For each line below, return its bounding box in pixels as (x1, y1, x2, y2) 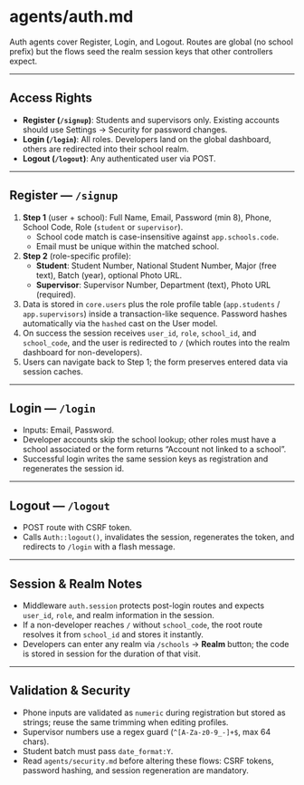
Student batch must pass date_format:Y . (22, 745, 174, 756)
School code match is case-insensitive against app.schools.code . (35, 231, 279, 242)
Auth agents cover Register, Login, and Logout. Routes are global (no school (9, 36, 294, 47)
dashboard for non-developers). (22, 346, 143, 357)
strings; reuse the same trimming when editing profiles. (22, 716, 229, 727)
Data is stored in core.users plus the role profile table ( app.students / (22, 298, 280, 309)
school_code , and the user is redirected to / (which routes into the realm (22, 337, 290, 348)
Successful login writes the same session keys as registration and (22, 453, 269, 464)
